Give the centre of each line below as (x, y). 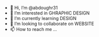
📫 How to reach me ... (33, 29)
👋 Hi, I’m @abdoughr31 (34, 8)
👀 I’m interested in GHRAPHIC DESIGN (50, 13)
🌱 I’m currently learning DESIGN (43, 18)
